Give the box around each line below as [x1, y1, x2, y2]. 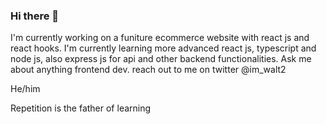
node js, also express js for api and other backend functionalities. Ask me [10, 53, 312, 65]
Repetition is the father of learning [10, 102, 152, 114]
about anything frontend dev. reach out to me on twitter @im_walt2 [10, 64, 287, 76]
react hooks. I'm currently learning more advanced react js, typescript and [10, 42, 317, 54]
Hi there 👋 [10, 9, 60, 23]
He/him [10, 83, 41, 95]
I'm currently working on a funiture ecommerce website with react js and [10, 32, 310, 44]
